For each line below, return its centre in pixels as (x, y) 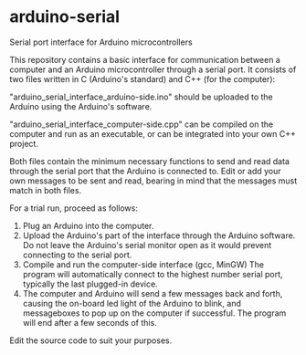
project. (24, 143)
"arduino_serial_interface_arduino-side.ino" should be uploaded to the (141, 97)
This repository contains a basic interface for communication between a (145, 59)
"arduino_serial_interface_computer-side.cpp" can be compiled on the (142, 124)
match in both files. (46, 190)
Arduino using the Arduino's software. (81, 106)
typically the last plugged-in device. (90, 284)
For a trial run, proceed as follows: (74, 208)
